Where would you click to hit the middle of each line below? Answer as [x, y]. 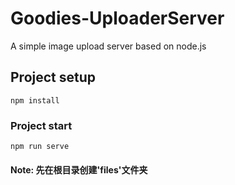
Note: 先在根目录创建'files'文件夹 [79, 169]
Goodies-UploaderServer [117, 18]
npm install [35, 100]
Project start [41, 125]
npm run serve [40, 147]
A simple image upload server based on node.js [108, 46]
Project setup [53, 77]
